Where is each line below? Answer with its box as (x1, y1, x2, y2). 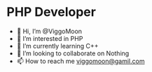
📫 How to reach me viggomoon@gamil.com (16, 57, 145, 65)
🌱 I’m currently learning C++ (16, 42, 99, 50)
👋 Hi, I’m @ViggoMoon (16, 27, 82, 35)
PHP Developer (6, 4, 96, 20)
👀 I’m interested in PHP (16, 34, 83, 42)
